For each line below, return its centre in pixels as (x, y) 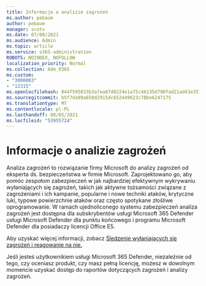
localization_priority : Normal (46, 63)
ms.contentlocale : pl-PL (38, 109)
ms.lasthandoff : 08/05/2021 (42, 115)
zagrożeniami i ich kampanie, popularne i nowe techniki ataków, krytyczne (100, 194)
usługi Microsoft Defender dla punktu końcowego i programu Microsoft (96, 220)
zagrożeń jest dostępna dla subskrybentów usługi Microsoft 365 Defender (100, 214)
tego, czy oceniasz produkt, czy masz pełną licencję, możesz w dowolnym (101, 263)
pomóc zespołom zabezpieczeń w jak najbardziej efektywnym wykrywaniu (101, 181)
